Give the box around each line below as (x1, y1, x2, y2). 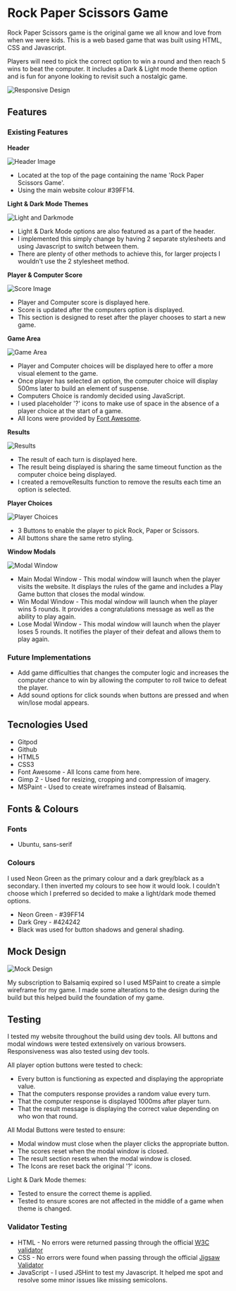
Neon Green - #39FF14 (17, 910, 85, 919)
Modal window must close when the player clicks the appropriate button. (17, 1139, 229, 1148)
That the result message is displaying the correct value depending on (17, 1105, 220, 1113)
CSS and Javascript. (7, 43, 67, 52)
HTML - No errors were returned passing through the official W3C (17, 1238, 210, 1247)
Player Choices (7, 499, 53, 507)
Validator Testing (7, 1222, 68, 1232)
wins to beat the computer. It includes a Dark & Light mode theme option (7, 64, 218, 73)
